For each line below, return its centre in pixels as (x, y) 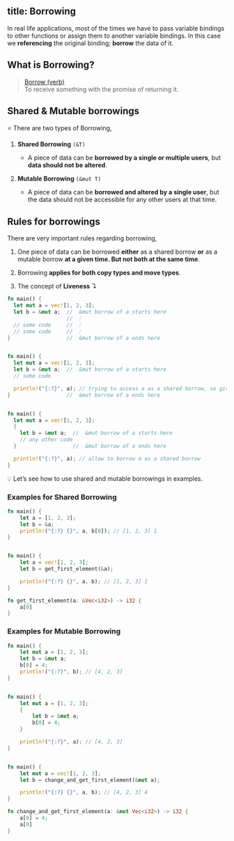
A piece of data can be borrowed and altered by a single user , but (123, 192)
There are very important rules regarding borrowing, (82, 238)
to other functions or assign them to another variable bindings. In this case (114, 36)
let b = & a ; (37, 524)
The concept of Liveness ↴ (57, 286)
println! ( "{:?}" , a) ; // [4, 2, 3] (71, 742)
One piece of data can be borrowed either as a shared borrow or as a (117, 252)
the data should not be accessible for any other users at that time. (122, 200)
